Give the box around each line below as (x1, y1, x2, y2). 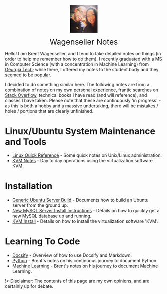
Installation (5, 180, 53, 192)
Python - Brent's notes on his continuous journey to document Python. (12, 257, 158, 263)
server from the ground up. (12, 202, 68, 208)
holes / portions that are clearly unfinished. (5, 108, 94, 114)
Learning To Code (5, 236, 80, 247)
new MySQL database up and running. (12, 213, 92, 219)
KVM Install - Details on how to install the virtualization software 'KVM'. (12, 218, 159, 224)
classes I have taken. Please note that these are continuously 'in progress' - (5, 98, 161, 103)
